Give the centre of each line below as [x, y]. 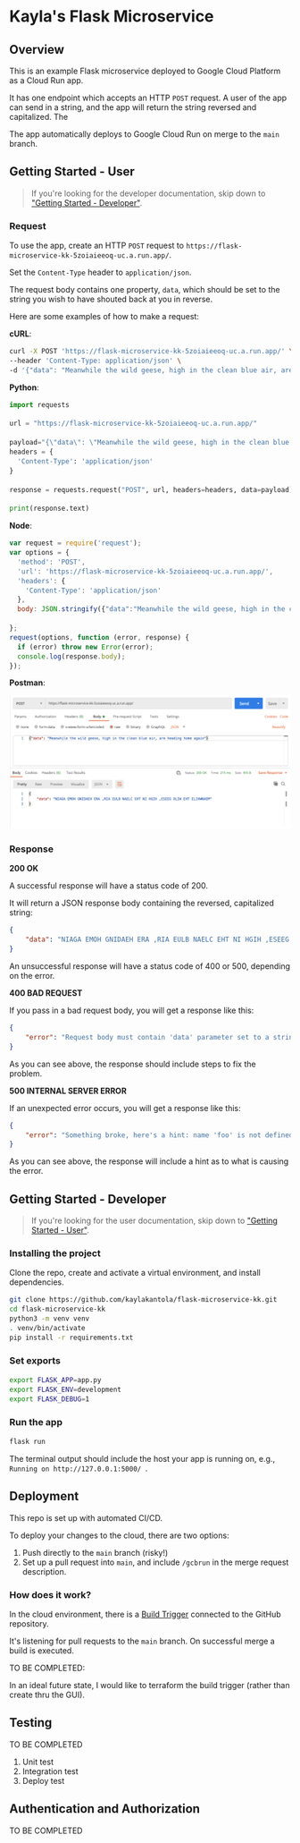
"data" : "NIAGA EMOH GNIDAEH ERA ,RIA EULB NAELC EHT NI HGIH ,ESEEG [158, 940]
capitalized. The [39, 117]
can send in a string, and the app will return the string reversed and [133, 107]
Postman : [28, 683]
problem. [26, 1073]
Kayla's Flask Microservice [112, 17]
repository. [29, 1624]
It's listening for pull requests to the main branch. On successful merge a [142, 1641]
